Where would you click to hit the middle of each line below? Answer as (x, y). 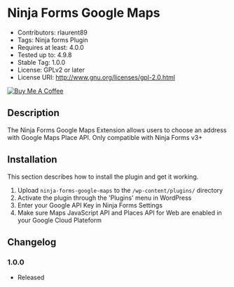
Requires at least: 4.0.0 (50, 47)
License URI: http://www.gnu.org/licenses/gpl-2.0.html (96, 77)
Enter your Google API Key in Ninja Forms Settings (90, 205)
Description (33, 113)
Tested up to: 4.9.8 (44, 55)
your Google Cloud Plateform (60, 220)
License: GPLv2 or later (51, 70)
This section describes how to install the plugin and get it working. (103, 177)
